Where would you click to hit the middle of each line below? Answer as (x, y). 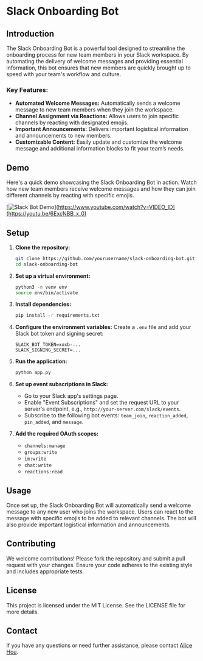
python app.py (33, 373)
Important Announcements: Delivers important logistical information (101, 129)
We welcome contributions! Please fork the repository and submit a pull (96, 558)
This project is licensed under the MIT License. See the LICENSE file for (96, 605)
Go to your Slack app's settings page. (71, 396)
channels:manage (45, 446)
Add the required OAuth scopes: (57, 434)
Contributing (31, 544)
